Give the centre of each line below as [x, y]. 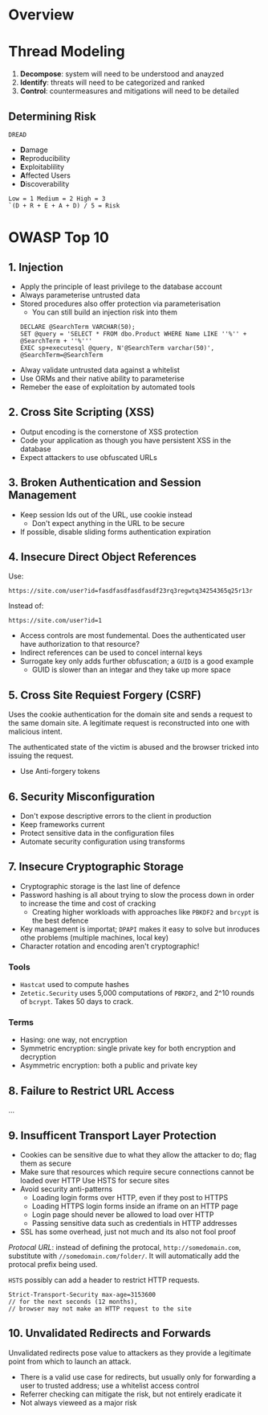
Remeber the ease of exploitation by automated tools [107, 387]
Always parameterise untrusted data [80, 294]
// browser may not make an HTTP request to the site [100, 1309]
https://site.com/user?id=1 [55, 621]
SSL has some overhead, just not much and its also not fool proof [128, 1232]
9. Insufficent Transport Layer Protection [112, 1135]
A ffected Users [45, 175]
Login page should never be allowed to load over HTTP [123, 1215]
